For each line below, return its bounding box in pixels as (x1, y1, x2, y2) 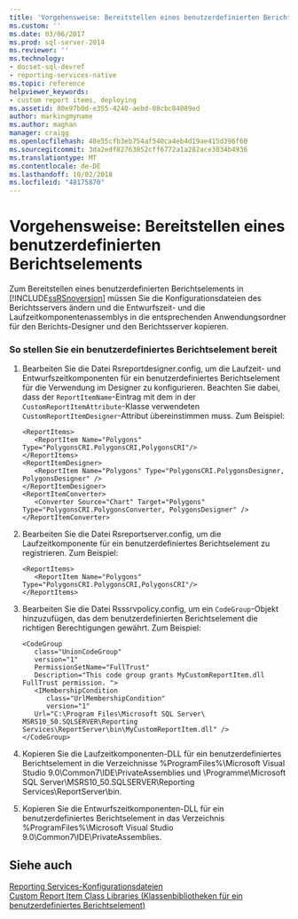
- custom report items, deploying (9, 95, 137, 105)
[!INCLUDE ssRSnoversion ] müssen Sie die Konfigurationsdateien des (9, 293, 262, 304)
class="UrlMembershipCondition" (45, 694, 166, 703)
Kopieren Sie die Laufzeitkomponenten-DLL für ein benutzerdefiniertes (21, 749, 282, 759)
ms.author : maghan (9, 121, 77, 130)
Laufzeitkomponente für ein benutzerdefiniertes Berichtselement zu (21, 538, 271, 549)
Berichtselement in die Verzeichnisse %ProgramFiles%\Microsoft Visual (21, 758, 286, 769)
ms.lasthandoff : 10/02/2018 (9, 170, 114, 178)
